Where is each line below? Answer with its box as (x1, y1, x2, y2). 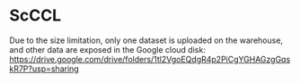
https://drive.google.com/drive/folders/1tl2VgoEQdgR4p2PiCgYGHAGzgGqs (9, 54, 291, 64)
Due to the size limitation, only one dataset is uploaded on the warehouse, (9, 35, 284, 46)
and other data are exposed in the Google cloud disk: (9, 44, 207, 54)
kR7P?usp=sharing (9, 63, 79, 74)
